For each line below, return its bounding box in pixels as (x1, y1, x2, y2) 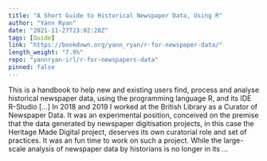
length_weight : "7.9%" (8, 48, 84, 56)
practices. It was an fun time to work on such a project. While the (8, 136, 222, 145)
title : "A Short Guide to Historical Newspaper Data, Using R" (8, 11, 223, 20)
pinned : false (8, 63, 56, 71)
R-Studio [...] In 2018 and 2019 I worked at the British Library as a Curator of (8, 102, 258, 111)
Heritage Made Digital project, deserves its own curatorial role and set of (8, 127, 247, 136)
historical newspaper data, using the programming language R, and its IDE (8, 93, 252, 103)
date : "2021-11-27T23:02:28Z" (8, 26, 109, 34)
